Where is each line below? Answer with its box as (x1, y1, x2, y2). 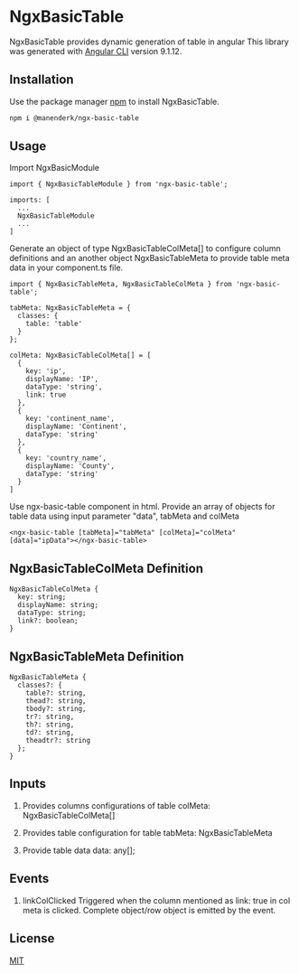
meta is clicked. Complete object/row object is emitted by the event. (22, 904, 276, 915)
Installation (9, 72, 74, 88)
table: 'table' (25, 319, 83, 329)
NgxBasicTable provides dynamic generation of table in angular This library (9, 36, 289, 47)
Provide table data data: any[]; (22, 845, 135, 856)
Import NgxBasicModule (9, 163, 100, 173)
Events (9, 871, 50, 886)
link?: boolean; (17, 616, 79, 625)
